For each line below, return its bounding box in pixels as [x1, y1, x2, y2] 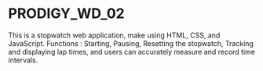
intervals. [8, 55, 38, 65]
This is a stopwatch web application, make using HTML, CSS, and [8, 30, 221, 40]
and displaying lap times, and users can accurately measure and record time [8, 47, 256, 56]
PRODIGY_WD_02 [8, 5, 125, 23]
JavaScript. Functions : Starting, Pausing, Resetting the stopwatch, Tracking [8, 38, 254, 48]
